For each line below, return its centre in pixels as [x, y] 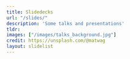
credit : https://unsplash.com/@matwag [56, 41]
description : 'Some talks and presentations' [65, 23]
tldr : [13, 29]
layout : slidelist [30, 47]
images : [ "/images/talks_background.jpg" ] [61, 35]
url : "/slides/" [27, 18]
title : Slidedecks [30, 12]
